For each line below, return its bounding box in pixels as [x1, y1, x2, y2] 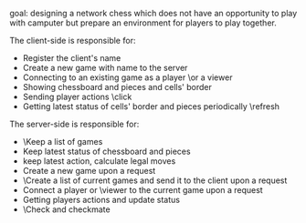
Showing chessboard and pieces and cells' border [22, 82, 212, 92]
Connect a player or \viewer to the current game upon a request [22, 185, 263, 195]
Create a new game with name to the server [22, 63, 188, 73]
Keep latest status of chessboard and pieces [22, 146, 191, 157]
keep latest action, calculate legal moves [22, 156, 176, 167]
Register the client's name [22, 53, 121, 63]
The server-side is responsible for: [9, 118, 140, 129]
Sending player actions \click [22, 91, 132, 102]
